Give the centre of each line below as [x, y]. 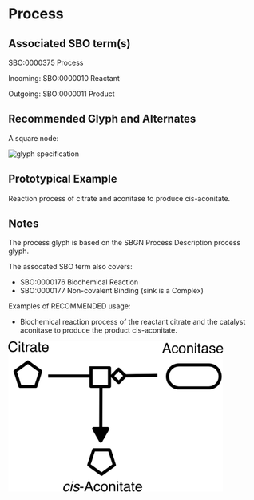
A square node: [34, 138]
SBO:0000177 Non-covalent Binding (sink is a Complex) [111, 291]
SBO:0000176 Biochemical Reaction [79, 282]
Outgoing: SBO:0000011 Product [62, 94]
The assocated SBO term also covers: [71, 267]
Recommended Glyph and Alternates [102, 119]
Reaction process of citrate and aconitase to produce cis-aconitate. [119, 198]
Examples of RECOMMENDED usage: [69, 306]
